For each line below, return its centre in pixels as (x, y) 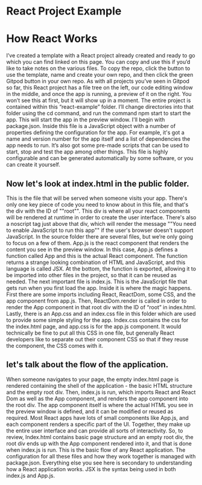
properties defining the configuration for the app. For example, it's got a (96, 133)
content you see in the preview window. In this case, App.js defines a (92, 249)
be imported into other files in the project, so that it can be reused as (91, 275)
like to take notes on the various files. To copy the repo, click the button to (98, 68)
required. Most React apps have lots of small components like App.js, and (97, 417)
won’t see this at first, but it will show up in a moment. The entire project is (99, 100)
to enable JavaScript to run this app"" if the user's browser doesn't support (100, 230)
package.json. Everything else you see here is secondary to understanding (99, 463)
